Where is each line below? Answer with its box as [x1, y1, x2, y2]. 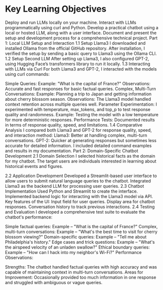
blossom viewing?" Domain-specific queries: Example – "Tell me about [5, 234, 147, 239]
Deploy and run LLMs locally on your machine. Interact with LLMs [5, 19, 136, 25]
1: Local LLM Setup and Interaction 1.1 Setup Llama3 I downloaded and [5, 40, 146, 46]
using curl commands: [5, 71, 50, 77]
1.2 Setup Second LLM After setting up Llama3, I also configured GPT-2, [5, 55, 149, 61]
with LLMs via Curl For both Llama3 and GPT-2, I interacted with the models [5, 66, 157, 72]
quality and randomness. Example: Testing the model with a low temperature [5, 111, 159, 117]
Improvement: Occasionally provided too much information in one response [5, 274, 157, 280]
